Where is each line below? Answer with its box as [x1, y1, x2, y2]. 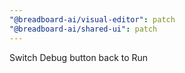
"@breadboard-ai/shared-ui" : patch [9, 24, 158, 34]
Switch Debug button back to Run [9, 51, 149, 63]
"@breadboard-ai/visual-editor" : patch [9, 14, 176, 25]
